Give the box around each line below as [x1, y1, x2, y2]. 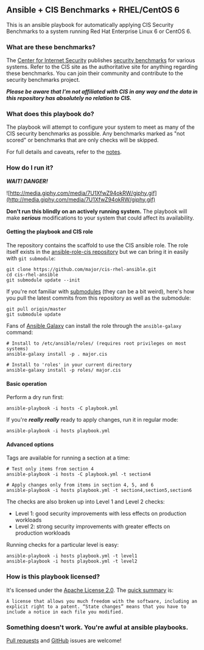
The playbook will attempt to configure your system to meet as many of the [6, 123, 195, 131]
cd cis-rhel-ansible [6, 272, 59, 278]
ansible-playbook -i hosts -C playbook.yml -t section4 [6, 471, 151, 478]
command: [6, 328, 33, 336]
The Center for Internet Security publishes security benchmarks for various [6, 57, 195, 64]
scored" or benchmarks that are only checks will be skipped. [6, 137, 159, 144]
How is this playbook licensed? [6, 572, 100, 581]
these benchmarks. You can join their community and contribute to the [6, 70, 184, 77]
